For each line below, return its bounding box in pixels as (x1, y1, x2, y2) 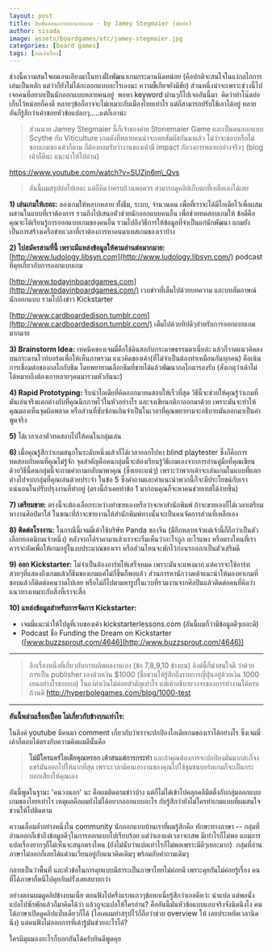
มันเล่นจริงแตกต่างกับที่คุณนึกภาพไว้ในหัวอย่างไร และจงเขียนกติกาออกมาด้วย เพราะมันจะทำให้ (9, 397, 257, 406)
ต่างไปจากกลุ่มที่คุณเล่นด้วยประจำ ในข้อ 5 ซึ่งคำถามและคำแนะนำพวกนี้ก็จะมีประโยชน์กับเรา (9, 474, 249, 484)
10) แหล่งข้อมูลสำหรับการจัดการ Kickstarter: (9, 603, 137, 613)
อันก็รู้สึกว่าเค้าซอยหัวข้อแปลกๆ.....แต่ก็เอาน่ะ (9, 108, 128, 117)
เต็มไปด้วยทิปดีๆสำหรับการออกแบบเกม (153, 319, 256, 328)
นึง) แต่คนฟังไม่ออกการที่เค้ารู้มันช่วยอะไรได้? (9, 918, 128, 927)
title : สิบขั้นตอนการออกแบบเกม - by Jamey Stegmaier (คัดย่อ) (9, 19, 193, 27)
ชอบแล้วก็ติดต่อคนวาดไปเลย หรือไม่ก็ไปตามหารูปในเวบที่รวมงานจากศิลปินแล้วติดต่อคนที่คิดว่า (9, 578, 256, 587)
